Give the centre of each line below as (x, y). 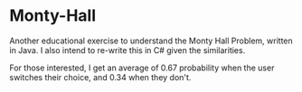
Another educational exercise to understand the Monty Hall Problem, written (151, 41)
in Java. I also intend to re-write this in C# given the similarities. (127, 50)
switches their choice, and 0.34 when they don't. (100, 77)
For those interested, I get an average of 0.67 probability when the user (142, 68)
